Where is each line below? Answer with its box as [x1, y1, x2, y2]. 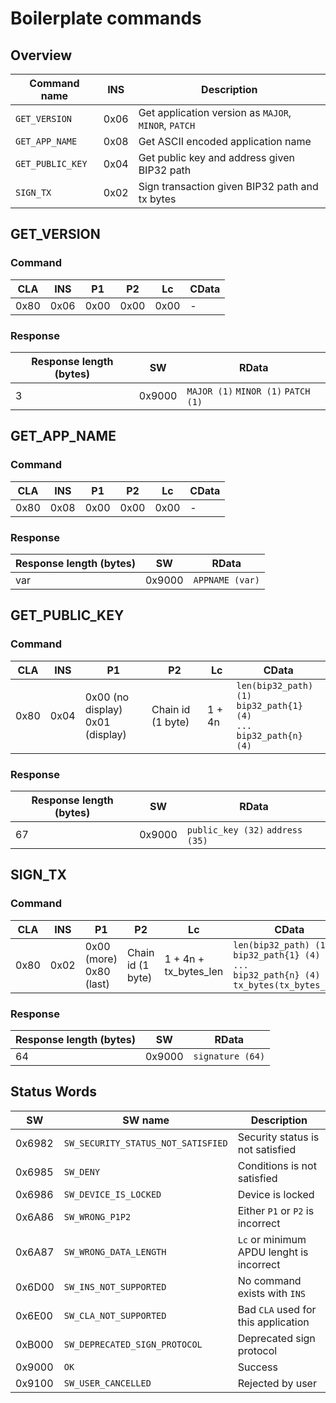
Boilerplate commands [10, 7, 202, 30]
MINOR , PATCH [138, 118, 196, 132]
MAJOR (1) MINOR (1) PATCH [186, 385, 311, 397]
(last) [84, 977, 110, 991]
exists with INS [237, 1286, 307, 1300]
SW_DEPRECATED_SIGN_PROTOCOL [63, 1338, 203, 1350]
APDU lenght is [237, 1245, 309, 1259]
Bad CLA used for [237, 1302, 317, 1316]
